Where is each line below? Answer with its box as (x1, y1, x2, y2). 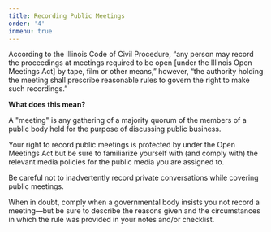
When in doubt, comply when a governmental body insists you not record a (8, 197, 260, 208)
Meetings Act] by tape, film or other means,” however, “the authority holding (8, 67, 264, 77)
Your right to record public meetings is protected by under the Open (8, 140, 235, 150)
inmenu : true (8, 27, 53, 35)
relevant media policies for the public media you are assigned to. (8, 157, 225, 167)
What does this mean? (8, 99, 86, 110)
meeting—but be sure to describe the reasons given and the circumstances (8, 206, 261, 216)
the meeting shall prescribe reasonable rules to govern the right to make (8, 75, 250, 85)
